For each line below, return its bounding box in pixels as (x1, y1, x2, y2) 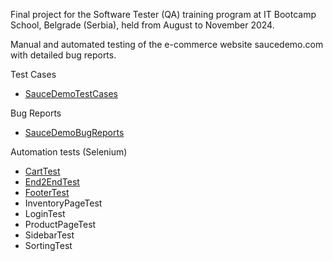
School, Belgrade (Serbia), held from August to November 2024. (10, 19, 275, 31)
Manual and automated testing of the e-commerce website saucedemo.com (10, 39, 324, 50)
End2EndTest (24, 176, 80, 188)
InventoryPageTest (24, 197, 103, 209)
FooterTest (24, 187, 70, 198)
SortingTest (24, 240, 73, 251)
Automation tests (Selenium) (10, 146, 128, 158)
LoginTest (24, 208, 66, 219)
